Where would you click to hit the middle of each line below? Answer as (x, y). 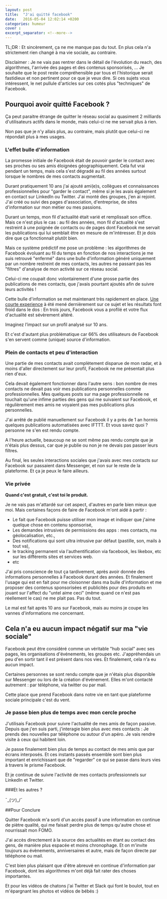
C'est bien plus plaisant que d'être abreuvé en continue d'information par (80, 865)
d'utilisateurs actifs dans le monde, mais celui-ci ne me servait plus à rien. (81, 122)
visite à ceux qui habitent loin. (36, 739)
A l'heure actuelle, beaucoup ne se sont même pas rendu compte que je (79, 440)
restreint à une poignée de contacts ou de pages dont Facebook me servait (83, 228)
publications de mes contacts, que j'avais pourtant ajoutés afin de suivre (80, 284)
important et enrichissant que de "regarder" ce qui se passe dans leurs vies (83, 760)
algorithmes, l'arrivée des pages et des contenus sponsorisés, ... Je (75, 67)
